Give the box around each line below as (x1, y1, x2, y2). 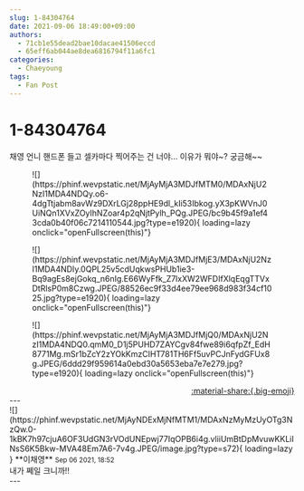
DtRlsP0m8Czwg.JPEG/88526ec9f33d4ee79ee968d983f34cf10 (32, 283, 272, 294)
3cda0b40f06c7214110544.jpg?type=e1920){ (32, 217, 201, 227)
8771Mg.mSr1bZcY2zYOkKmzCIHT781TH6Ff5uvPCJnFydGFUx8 (32, 348, 271, 359)
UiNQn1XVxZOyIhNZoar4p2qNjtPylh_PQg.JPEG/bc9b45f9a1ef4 (32, 207, 269, 218)
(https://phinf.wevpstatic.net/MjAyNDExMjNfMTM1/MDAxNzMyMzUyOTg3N (9, 414, 293, 425)
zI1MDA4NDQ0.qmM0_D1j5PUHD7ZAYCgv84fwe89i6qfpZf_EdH (32, 339, 271, 350)
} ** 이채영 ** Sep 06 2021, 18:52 (9, 454, 115, 465)
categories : (9, 55, 54, 64)
